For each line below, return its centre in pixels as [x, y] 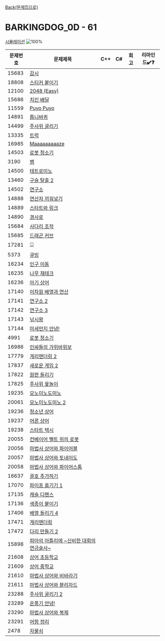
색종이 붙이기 [44, 504]
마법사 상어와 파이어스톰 [56, 467]
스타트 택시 [41, 430]
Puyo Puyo [42, 108]
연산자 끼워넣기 [46, 199]
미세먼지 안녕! [44, 328]
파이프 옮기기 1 [46, 485]
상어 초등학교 [44, 557]
